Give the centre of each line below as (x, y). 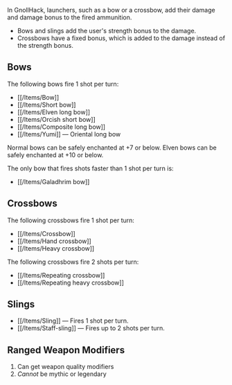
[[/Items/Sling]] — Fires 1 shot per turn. (73, 321)
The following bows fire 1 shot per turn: (63, 84)
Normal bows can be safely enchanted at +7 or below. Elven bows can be (112, 147)
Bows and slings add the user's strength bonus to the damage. (107, 31)
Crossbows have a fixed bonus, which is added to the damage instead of (121, 38)
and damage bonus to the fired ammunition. (70, 17)
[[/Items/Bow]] (38, 97)
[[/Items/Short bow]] (46, 105)
